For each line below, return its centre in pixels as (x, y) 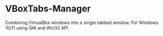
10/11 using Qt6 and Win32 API (37, 27)
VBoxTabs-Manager (48, 9)
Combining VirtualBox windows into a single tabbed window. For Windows (82, 22)
